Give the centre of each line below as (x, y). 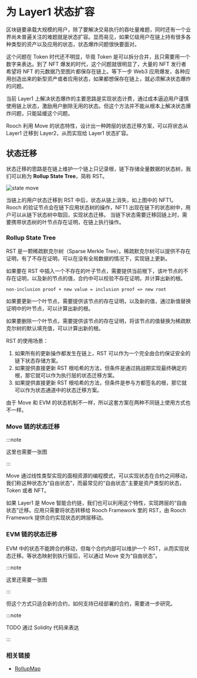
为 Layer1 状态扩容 (50, 12)
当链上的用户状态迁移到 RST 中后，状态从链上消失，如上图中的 (82, 200)
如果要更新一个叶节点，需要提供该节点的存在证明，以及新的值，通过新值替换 (98, 301)
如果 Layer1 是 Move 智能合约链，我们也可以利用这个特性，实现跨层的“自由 (96, 503)
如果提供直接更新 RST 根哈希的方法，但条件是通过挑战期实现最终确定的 (101, 368)
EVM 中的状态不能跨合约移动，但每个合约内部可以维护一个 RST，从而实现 (95, 548)
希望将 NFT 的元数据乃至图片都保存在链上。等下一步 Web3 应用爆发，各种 (96, 71)
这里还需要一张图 (27, 579)
